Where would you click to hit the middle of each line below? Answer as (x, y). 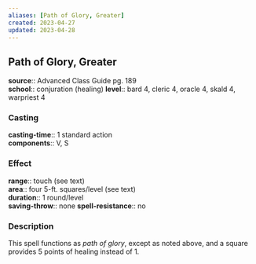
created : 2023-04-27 (42, 23)
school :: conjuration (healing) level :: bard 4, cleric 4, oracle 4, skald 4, (122, 89)
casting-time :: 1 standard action (60, 135)
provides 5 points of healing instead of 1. (74, 251)
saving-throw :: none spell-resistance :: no (77, 206)
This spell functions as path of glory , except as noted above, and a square (128, 244)
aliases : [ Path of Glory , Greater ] (66, 15)
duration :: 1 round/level (46, 197)
